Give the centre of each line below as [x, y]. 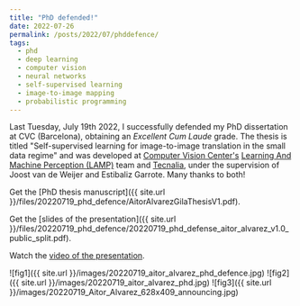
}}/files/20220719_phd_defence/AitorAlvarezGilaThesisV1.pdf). [125, 202]
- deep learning [48, 59]
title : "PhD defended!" [54, 18]
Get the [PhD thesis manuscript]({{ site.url [87, 192]
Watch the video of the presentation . [77, 256]
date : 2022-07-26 [42, 26]
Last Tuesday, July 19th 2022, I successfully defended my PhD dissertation [149, 127]
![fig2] [278, 273]
